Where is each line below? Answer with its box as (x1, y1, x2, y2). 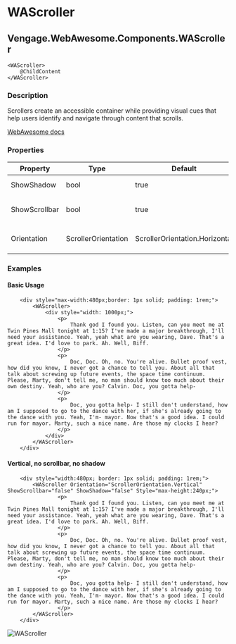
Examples (7, 264, 42, 273)
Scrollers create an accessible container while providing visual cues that (7, 106, 216, 115)
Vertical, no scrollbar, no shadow (7, 459, 105, 468)
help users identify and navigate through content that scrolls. (7, 114, 184, 123)
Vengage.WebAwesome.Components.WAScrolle (7, 32, 225, 44)
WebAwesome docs (7, 128, 65, 136)
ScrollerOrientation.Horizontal (134, 233, 234, 243)
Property (20, 163, 51, 173)
